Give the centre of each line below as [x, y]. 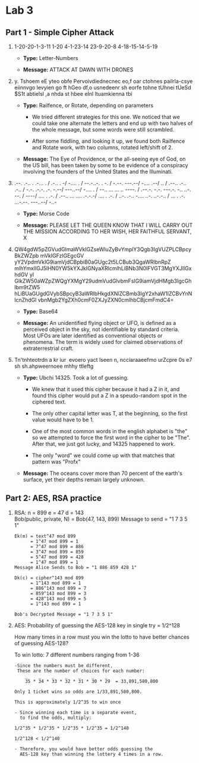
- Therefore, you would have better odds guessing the [83, 749]
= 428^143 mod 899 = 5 [58, 599]
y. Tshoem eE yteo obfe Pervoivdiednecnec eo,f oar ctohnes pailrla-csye [103, 81]
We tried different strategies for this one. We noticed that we [106, 117]
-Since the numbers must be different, [64, 665]
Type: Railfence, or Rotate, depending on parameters [88, 105]
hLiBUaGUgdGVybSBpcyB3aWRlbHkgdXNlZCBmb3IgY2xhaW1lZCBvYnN [103, 293]
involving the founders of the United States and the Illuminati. [98, 171]
